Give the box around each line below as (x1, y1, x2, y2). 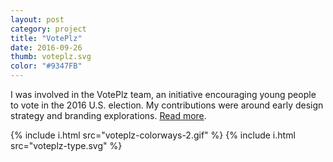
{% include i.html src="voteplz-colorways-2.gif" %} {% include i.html (10, 129, 296, 141)
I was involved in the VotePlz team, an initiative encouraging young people (10, 89, 317, 100)
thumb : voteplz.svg (10, 52, 92, 62)
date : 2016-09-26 (10, 42, 83, 53)
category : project (10, 24, 87, 34)
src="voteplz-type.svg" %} (10, 140, 123, 151)
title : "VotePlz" (10, 33, 83, 43)
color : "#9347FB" (10, 61, 83, 71)
